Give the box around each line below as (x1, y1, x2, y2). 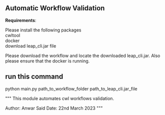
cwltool (5, 32, 20, 38)
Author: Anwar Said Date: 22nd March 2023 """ (5, 105, 103, 111)
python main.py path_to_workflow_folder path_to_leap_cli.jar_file (5, 85, 137, 91)
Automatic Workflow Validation (5, 4, 105, 12)
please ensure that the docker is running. (5, 57, 90, 64)
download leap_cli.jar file (5, 42, 56, 49)
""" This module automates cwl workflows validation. (5, 95, 114, 101)
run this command (5, 72, 63, 81)
